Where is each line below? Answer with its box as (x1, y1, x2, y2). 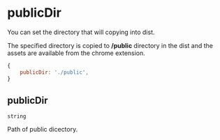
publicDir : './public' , (20, 68, 89, 76)
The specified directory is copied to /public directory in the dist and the (7, 41, 213, 49)
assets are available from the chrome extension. (7, 49, 145, 57)
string (7, 113, 27, 120)
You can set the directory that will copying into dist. (7, 28, 155, 36)
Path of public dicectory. (7, 125, 78, 134)
